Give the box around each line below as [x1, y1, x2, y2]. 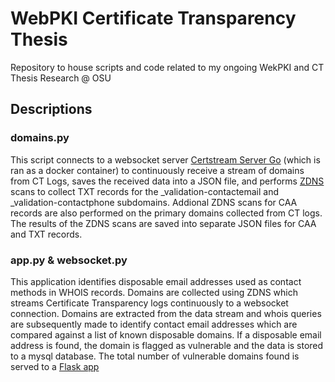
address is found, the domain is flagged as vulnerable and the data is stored [10, 339, 324, 351]
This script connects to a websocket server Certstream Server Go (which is [10, 153, 321, 166]
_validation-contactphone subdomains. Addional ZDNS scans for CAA [10, 196, 298, 208]
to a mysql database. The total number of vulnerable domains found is [10, 350, 300, 362]
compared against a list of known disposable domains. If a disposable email [10, 328, 322, 341]
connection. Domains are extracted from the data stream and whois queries [10, 307, 322, 319]
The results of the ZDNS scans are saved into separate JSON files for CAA [10, 217, 317, 229]
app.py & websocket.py [10, 253, 128, 267]
